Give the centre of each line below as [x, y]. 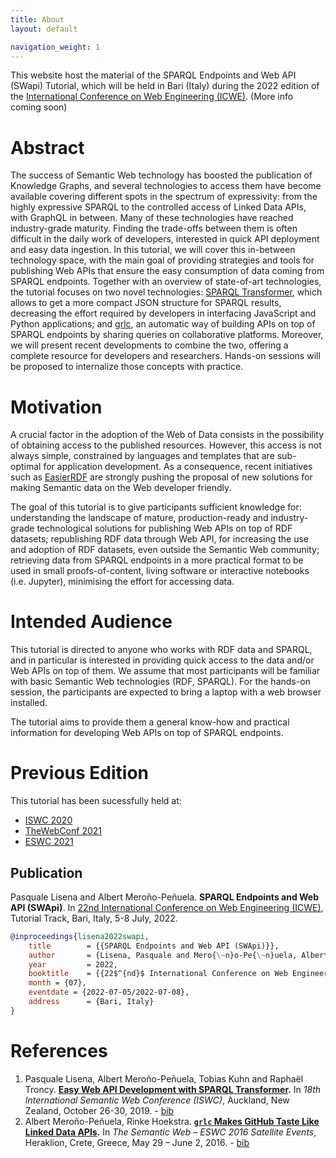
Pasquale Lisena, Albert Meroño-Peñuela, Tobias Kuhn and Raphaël [164, 1078]
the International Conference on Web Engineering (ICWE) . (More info [152, 97]
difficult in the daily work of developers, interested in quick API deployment [165, 239]
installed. [29, 703]
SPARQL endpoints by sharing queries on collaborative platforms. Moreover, [167, 335]
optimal [26, 467]
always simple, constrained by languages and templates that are [142, 456]
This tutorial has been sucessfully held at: [96, 801]
